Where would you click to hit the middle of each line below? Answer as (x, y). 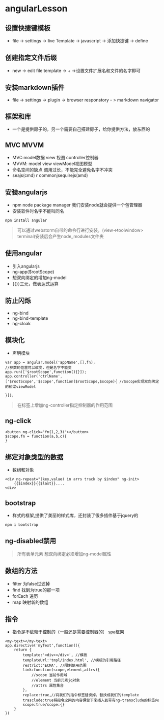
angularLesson (36, 9)
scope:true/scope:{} (44, 705)
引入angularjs (26, 266)
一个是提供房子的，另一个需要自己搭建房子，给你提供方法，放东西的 (81, 129)
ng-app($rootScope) (33, 272)
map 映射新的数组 (30, 602)
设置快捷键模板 (28, 28)
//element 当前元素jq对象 (55, 681)
